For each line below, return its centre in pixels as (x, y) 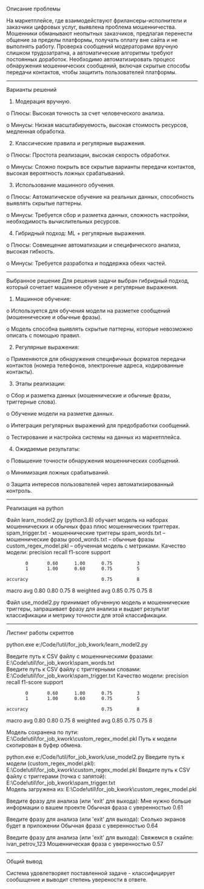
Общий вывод (24, 861)
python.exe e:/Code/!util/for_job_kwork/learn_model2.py (77, 644)
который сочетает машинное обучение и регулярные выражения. (92, 287)
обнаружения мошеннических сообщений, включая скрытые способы (98, 66)
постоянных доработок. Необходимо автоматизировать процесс (91, 59)
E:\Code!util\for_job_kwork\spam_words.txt (60, 663)
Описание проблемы (33, 9)
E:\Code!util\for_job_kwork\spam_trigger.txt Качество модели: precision (97, 676)
